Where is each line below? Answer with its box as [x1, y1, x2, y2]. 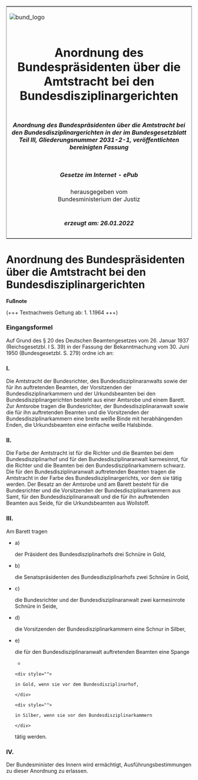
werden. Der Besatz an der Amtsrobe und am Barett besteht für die [6, 480, 169, 488]
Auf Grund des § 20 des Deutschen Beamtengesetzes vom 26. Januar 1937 [6, 337, 189, 344]
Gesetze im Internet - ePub [60, 170, 138, 179]
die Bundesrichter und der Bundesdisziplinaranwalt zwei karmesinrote [14, 596, 186, 603]
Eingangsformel [6, 324, 53, 332]
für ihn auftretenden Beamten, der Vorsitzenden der [6, 384, 132, 391]
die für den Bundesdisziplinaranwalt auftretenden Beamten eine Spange [14, 648, 190, 655]
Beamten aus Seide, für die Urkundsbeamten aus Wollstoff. [6, 499, 150, 506]
